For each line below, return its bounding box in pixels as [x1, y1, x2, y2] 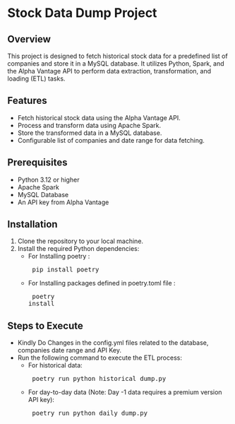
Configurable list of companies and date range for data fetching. [17, 136, 205, 144]
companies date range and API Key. [17, 346, 122, 355]
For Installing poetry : [28, 252, 90, 261]
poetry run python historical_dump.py [32, 375, 167, 383]
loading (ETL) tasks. [7, 74, 66, 83]
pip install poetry [32, 266, 100, 273]
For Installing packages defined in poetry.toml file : [28, 279, 176, 288]
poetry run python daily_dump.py [32, 409, 148, 418]
